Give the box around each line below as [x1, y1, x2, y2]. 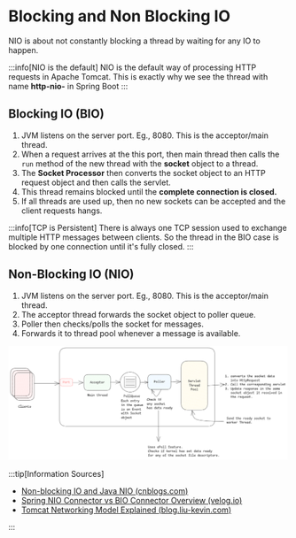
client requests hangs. [20, 205, 103, 216]
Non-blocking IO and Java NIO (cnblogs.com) [20, 485, 189, 496]
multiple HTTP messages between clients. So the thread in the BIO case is [8, 232, 280, 242]
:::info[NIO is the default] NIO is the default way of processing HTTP [8, 62, 257, 73]
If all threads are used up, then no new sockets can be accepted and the [20, 196, 286, 206]
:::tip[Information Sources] [8, 468, 105, 479]
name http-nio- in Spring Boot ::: [8, 81, 129, 91]
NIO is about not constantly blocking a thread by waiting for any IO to [8, 35, 261, 46]
